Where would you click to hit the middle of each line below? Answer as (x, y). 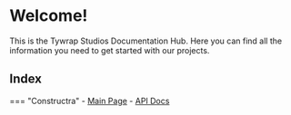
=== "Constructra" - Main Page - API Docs (90, 101)
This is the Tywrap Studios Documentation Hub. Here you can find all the (146, 41)
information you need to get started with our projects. (110, 50)
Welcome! (49, 16)
